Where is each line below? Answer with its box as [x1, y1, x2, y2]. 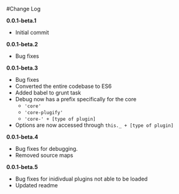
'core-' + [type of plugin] [24, 116, 96, 122]
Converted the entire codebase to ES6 [15, 82, 112, 90]
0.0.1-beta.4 [6, 134, 38, 140]
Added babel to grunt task [15, 89, 81, 96]
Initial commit [15, 29, 49, 36]
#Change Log [6, 5, 41, 12]
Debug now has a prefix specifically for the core [15, 96, 137, 102]
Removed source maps [15, 152, 73, 159]
